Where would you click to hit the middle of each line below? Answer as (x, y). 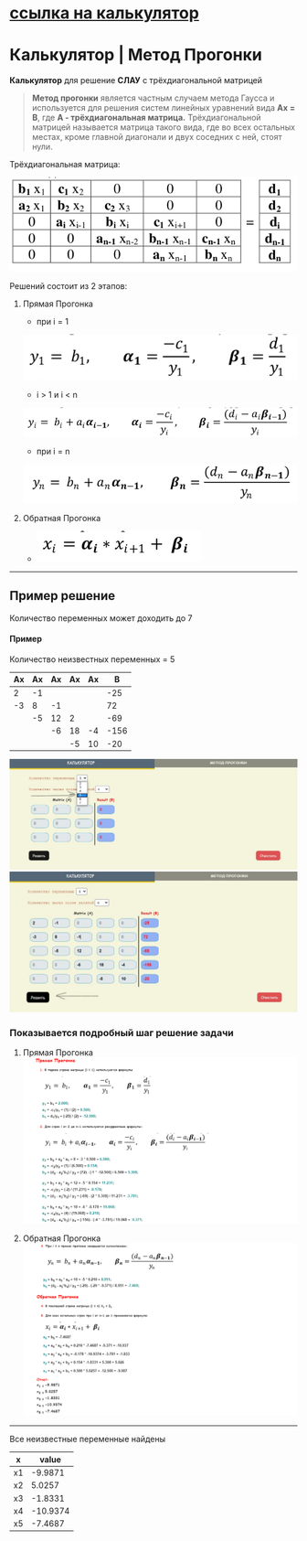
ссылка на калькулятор (104, 13)
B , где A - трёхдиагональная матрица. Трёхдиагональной (147, 118)
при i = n (53, 452)
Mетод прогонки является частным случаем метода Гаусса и (153, 98)
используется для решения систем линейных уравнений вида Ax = (163, 108)
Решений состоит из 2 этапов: (69, 285)
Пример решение (63, 596)
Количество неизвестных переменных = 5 (92, 659)
